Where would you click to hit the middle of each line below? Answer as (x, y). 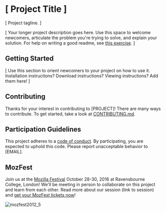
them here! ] (18, 81)
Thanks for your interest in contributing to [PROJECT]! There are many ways (83, 108)
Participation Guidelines (43, 129)
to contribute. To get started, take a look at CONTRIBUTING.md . (70, 114)
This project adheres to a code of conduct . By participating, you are (74, 141)
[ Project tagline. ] (23, 23)
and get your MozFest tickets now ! (40, 195)
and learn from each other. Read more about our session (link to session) (80, 190)
